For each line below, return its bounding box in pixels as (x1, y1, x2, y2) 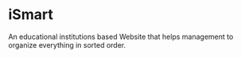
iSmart (8, 6, 53, 24)
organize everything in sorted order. (8, 40, 126, 49)
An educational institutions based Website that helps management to (8, 32, 234, 41)
